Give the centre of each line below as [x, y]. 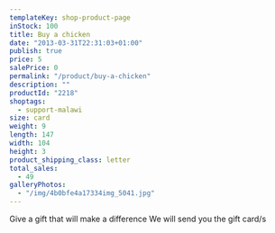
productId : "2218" [44, 93]
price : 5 [26, 59]
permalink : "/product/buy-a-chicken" [80, 76]
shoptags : [28, 101]
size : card [30, 118]
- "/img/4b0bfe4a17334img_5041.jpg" [86, 193]
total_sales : [34, 168]
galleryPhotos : [38, 185]
